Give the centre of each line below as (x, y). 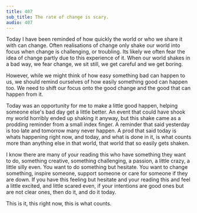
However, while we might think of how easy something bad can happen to (96, 76)
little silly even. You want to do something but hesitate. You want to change (97, 167)
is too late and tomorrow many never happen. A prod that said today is (91, 131)
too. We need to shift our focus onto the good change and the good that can (98, 88)
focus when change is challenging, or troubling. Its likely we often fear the (96, 52)
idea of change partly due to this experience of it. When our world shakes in (98, 58)
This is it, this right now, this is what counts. (59, 204)
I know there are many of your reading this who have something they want (96, 155)
